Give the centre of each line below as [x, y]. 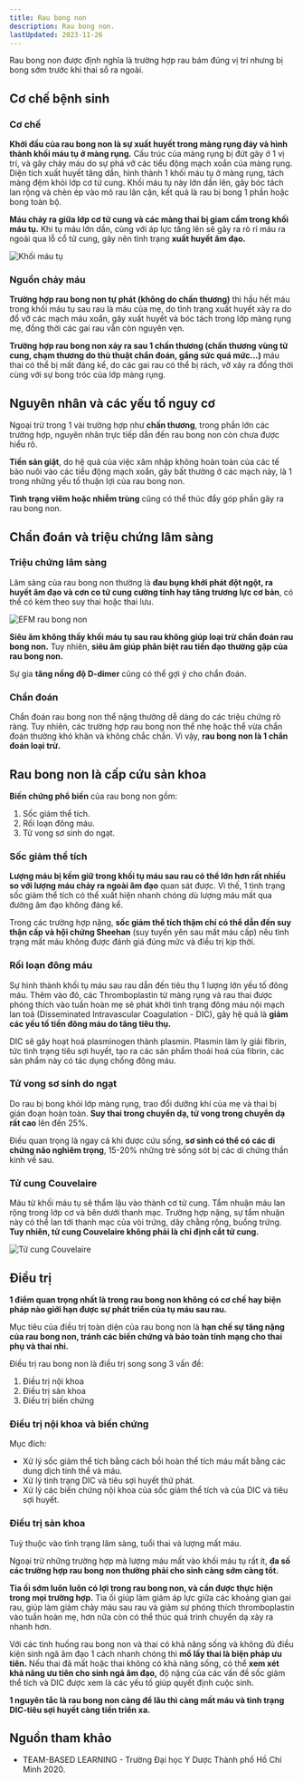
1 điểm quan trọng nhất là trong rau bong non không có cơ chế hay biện [146, 1299]
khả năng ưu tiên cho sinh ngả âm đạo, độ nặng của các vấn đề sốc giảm [147, 1672]
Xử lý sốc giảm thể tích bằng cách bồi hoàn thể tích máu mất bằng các [154, 1461]
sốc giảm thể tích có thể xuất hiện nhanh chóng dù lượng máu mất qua [141, 896]
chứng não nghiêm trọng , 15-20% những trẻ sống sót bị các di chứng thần [149, 1150]
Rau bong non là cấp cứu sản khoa [108, 775]
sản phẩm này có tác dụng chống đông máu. [93, 1060]
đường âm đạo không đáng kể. [66, 905]
